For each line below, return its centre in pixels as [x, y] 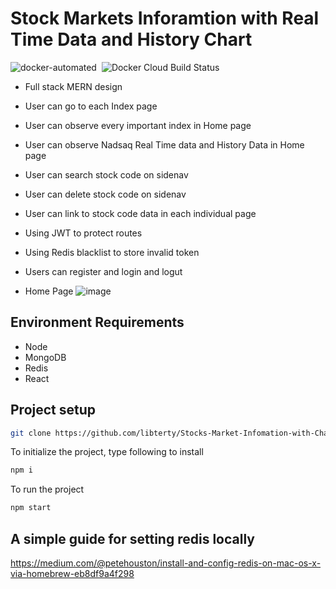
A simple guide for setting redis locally [132, 538]
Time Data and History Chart [131, 39]
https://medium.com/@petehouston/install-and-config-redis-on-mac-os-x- [166, 563]
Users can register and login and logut [103, 271]
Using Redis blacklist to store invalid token [112, 252]
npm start [31, 508]
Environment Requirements [97, 322]
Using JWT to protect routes [83, 233]
